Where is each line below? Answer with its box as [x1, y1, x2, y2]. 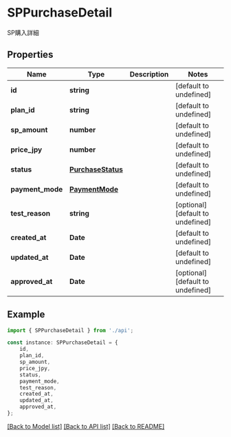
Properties [7, 49, 54, 61]
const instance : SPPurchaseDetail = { [7, 339, 118, 346]
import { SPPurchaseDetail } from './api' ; [7, 327, 134, 334]
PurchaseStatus [69, 164, 124, 174]
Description [129, 69, 169, 79]
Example [7, 309, 45, 321]
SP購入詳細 [7, 28, 39, 37]
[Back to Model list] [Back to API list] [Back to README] [7, 422, 165, 430]
